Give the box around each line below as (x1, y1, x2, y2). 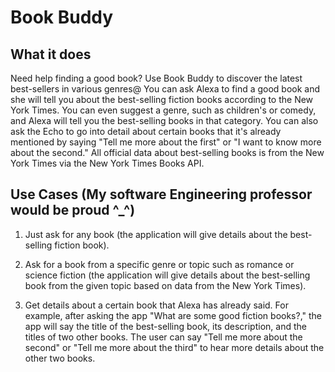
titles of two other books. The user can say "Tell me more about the (24, 331, 303, 343)
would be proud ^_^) (10, 202, 136, 219)
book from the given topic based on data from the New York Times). (24, 279, 307, 291)
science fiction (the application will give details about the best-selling (24, 269, 311, 281)
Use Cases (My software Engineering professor (10, 186, 313, 203)
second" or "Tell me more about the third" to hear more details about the (24, 341, 325, 353)
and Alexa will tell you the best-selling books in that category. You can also (10, 115, 319, 126)
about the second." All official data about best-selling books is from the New (10, 147, 325, 158)
